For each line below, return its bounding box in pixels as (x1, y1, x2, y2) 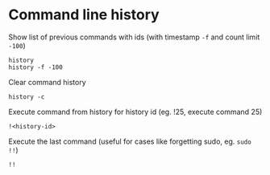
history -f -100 (8, 63, 63, 71)
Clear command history (8, 77, 86, 87)
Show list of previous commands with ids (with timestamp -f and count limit (8, 32, 260, 42)
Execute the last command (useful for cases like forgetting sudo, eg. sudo (8, 136, 251, 146)
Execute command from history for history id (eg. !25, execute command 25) (8, 107, 263, 116)
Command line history (8, 6, 160, 24)
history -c (8, 92, 45, 101)
